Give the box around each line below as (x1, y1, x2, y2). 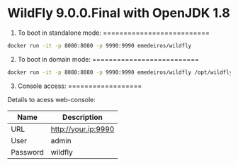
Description (62, 112, 103, 122)
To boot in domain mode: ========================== (17, 55, 200, 63)
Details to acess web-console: (7, 95, 96, 104)
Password (11, 147, 45, 157)
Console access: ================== (17, 82, 142, 90)
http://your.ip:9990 (50, 124, 115, 134)
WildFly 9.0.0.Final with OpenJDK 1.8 (7, 5, 230, 21)
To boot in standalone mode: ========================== (17, 28, 210, 37)
